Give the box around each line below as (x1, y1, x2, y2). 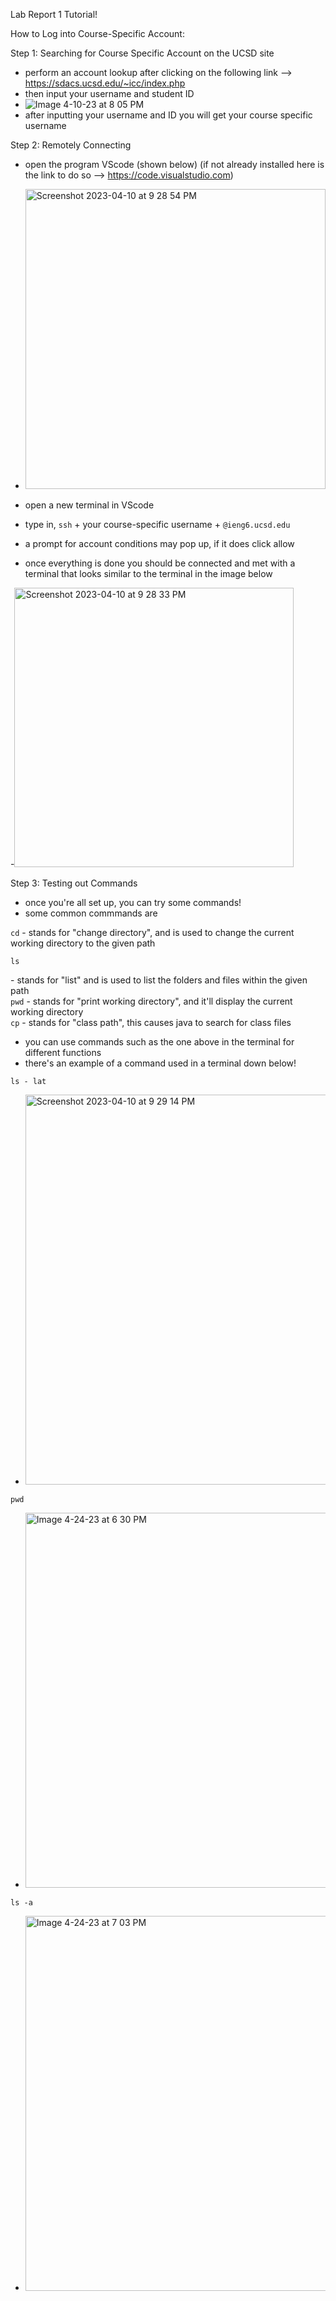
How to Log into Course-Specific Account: (10, 28, 185, 39)
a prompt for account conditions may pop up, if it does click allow (24, 538, 295, 549)
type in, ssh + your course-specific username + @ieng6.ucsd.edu (24, 519, 291, 530)
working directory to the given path (10, 937, 156, 949)
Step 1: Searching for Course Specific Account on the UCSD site (10, 47, 275, 59)
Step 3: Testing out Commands (10, 877, 138, 889)
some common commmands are (24, 907, 158, 919)
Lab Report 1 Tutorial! (10, 9, 98, 20)
